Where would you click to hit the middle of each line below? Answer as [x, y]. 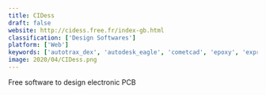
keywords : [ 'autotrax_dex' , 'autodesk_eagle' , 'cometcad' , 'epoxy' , [123, 52]
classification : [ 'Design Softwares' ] [72, 38]
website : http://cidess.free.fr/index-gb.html [86, 30]
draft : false [30, 23]
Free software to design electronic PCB [72, 82]
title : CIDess [32, 15]
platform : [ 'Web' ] [38, 45]
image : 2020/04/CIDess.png [53, 60]
